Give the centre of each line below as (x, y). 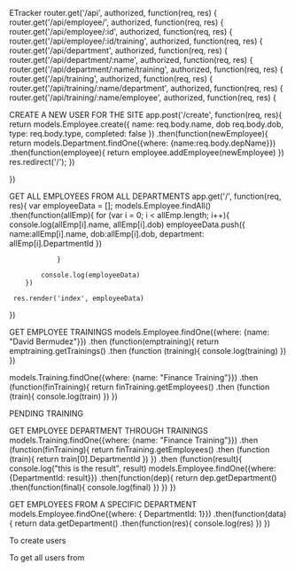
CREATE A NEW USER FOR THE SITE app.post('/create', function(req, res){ (146, 115)
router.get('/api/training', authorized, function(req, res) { (111, 78)
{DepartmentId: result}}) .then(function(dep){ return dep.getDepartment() (143, 478)
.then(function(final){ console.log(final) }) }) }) (93, 487)
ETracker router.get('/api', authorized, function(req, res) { (113, 13)
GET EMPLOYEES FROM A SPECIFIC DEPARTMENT (103, 504)
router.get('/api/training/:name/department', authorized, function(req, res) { (146, 88)
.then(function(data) (250, 514)
